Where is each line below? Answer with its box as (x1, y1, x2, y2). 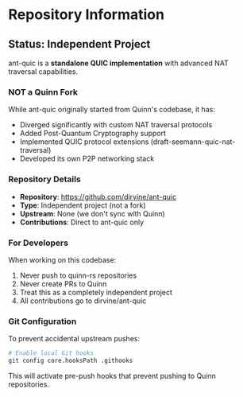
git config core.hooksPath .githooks (8, 356, 133, 365)
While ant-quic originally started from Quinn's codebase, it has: (8, 105, 216, 115)
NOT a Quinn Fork (8, 86, 78, 97)
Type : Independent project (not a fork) (19, 200, 146, 210)
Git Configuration (8, 316, 77, 327)
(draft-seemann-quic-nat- (150, 137, 236, 146)
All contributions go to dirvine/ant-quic (19, 296, 147, 306)
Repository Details (8, 173, 81, 185)
